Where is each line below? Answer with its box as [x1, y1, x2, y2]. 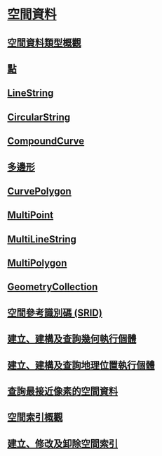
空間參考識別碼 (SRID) [7, 307, 103, 319]
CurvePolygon [7, 185, 72, 197]
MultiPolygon [7, 257, 67, 269]
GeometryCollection [7, 281, 98, 293]
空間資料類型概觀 [7, 37, 81, 49]
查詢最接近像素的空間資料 [7, 386, 118, 398]
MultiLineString [7, 233, 77, 245]
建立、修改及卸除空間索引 [7, 438, 118, 450]
